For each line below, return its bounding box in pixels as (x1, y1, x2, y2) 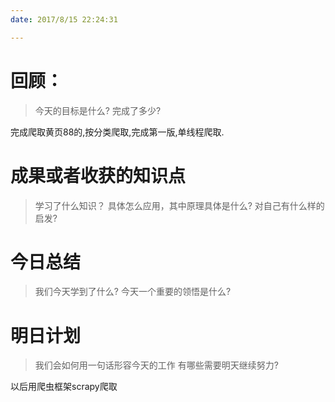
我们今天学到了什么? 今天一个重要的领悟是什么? (34, 286, 232, 298)
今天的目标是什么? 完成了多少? (34, 104, 162, 116)
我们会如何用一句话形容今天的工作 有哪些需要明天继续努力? (34, 359, 279, 371)
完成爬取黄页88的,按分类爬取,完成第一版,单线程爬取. (10, 126, 225, 138)
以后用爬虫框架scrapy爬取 (10, 381, 118, 393)
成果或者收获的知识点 (10, 164, 187, 187)
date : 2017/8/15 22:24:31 (10, 14, 118, 25)
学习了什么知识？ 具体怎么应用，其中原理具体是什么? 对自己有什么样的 (34, 199, 325, 211)
